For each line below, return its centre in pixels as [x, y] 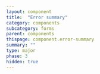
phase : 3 [17, 56]
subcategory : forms [30, 28]
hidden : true [22, 61]
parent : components [30, 34]
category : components [33, 23]
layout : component [29, 12]
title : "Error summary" [37, 17]
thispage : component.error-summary [50, 39]
